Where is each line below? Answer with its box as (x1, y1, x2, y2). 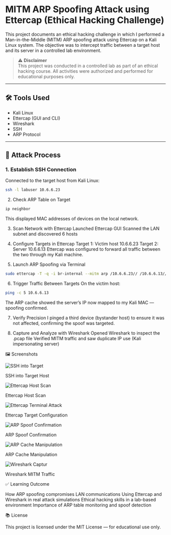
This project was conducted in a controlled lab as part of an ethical (17, 63, 158, 69)
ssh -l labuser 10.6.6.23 (5, 187, 60, 193)
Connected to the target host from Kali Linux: (5, 177, 100, 184)
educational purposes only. (17, 73, 75, 79)
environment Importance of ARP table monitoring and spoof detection (5, 502, 152, 508)
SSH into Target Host (5, 372, 49, 378)
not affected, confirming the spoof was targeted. (12, 320, 115, 326)
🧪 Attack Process (5, 151, 61, 160)
